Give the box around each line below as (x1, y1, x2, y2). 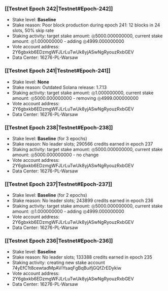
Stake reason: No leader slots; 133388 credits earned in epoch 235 (12, 254, 153, 260)
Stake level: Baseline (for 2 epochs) (12, 192, 87, 198)
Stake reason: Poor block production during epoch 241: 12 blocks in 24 (12, 22, 160, 28)
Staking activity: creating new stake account (12, 259, 105, 266)
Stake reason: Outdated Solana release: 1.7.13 (12, 84, 107, 90)
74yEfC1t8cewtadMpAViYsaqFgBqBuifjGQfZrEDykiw (12, 265, 122, 271)
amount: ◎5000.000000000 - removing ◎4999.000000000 (12, 95, 139, 101)
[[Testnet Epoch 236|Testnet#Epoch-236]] (5, 237, 113, 244)
